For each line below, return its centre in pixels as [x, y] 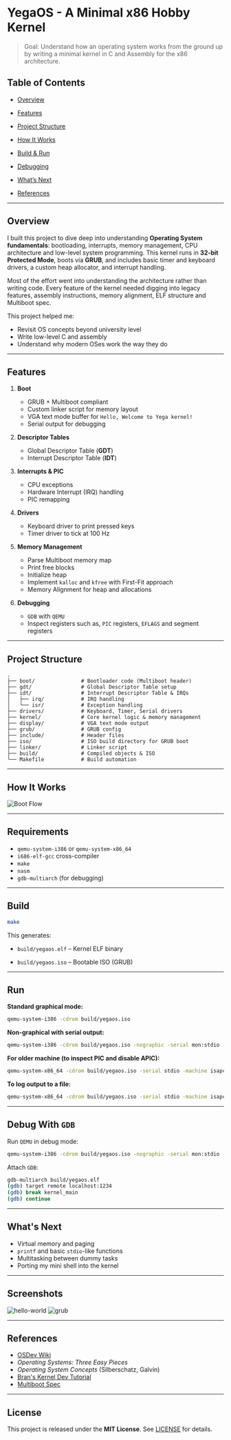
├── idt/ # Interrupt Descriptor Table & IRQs [98, 693]
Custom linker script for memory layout [83, 409]
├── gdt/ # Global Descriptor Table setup [92, 687]
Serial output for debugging [66, 424]
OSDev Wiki [34, 1355]
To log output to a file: [39, 1084]
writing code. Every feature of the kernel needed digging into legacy [104, 288]
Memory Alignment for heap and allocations [89, 590]
